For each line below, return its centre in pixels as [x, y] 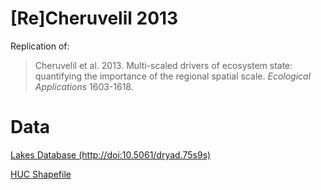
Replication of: [40, 46]
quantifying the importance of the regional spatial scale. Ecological [173, 76]
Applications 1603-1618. [84, 86]
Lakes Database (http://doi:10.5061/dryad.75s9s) [111, 154]
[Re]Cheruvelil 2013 [94, 18]
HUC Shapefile [41, 174]
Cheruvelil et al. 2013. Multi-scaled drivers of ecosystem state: [163, 65]
